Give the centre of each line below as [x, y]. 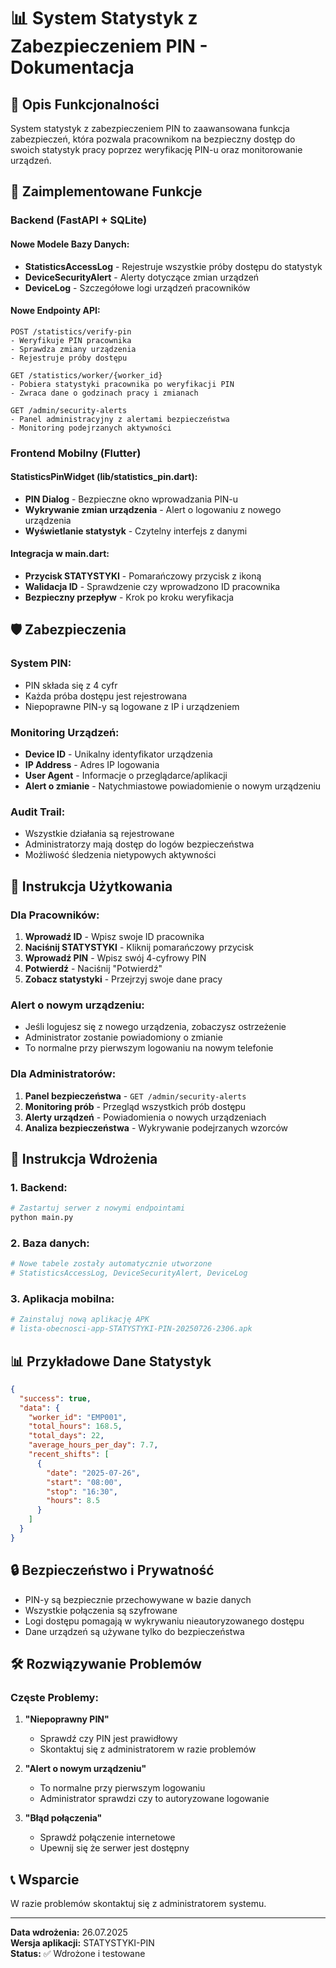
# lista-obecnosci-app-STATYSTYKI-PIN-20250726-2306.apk [131, 1329]
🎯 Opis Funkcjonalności [85, 104]
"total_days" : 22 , [66, 1436]
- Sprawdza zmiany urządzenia [73, 349]
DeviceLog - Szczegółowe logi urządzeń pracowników [137, 287]
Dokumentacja [72, 67]
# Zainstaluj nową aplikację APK [80, 1320]
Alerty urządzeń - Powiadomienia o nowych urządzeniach [145, 1117]
